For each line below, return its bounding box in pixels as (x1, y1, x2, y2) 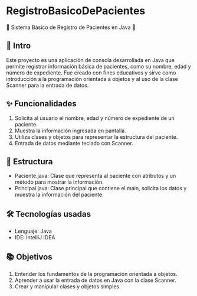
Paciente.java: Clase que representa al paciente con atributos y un (14, 173, 176, 180)
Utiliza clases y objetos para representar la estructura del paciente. (14, 133, 178, 140)
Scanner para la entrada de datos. (6, 82, 89, 89)
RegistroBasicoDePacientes (6, 4, 146, 18)
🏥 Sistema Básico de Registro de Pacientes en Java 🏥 (6, 24, 136, 31)
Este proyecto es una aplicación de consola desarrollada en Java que (6, 56, 175, 63)
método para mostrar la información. (14, 178, 104, 186)
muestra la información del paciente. (14, 191, 104, 199)
